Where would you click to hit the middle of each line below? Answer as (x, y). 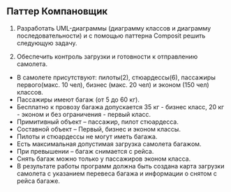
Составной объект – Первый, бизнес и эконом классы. (98, 129)
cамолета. (32, 64)
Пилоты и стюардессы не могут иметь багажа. (87, 136)
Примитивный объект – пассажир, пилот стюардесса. (98, 122)
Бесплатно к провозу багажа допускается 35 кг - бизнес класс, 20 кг (120, 106)
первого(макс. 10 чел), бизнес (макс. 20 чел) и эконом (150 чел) (113, 85)
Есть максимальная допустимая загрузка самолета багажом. (109, 144)
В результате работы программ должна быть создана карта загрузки (120, 166)
